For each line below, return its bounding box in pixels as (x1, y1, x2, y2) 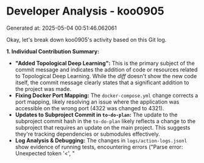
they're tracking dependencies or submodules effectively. (15, 130, 160, 138)
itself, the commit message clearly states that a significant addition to (15, 79, 189, 86)
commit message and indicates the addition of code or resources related (15, 65, 198, 73)
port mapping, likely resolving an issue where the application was (15, 98, 180, 105)
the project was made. (15, 85, 72, 92)
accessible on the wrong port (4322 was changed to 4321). (15, 104, 164, 111)
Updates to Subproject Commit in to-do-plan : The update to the (15, 111, 178, 118)
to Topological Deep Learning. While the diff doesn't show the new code (15, 72, 197, 79)
